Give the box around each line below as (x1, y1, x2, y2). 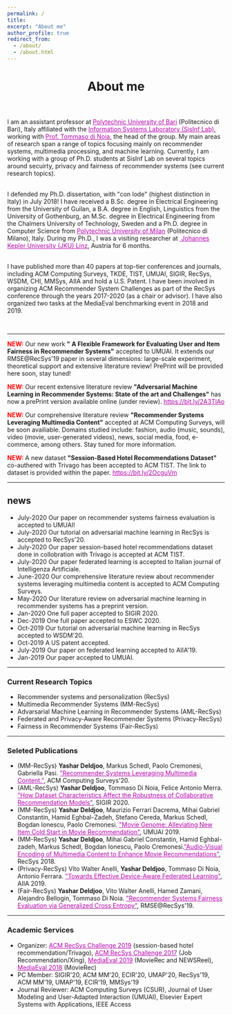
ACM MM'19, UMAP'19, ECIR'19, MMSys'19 (17, 978, 139, 986)
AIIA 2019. (17, 879, 46, 888)
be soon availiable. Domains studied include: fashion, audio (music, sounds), (7, 425, 225, 434)
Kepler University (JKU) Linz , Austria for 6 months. (7, 242, 151, 250)
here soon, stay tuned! (7, 369, 71, 378)
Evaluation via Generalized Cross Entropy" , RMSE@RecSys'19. (17, 901, 195, 910)
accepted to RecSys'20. (17, 535, 86, 544)
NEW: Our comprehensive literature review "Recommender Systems (7, 411, 204, 419)
